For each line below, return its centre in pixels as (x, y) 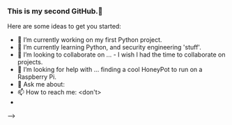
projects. (30, 62)
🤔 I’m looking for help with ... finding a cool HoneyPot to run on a (110, 70)
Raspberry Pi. (37, 77)
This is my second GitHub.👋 (55, 11)
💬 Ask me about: (41, 84)
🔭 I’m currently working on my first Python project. (90, 40)
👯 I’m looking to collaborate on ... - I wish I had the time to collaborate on (121, 54)
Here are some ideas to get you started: (64, 27)
